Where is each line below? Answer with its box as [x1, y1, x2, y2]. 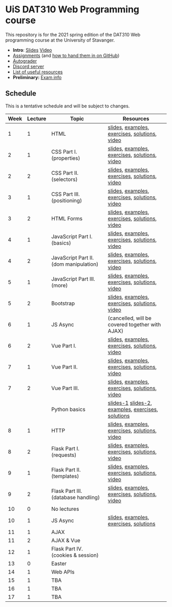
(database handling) [51, 493, 100, 501]
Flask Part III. [51, 487, 82, 494]
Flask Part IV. [51, 545, 83, 552]
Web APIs [51, 568, 75, 575]
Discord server [12, 63, 45, 69]
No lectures [51, 505, 79, 512]
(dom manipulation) [51, 261, 99, 268]
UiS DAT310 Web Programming [5, 4, 140, 15]
